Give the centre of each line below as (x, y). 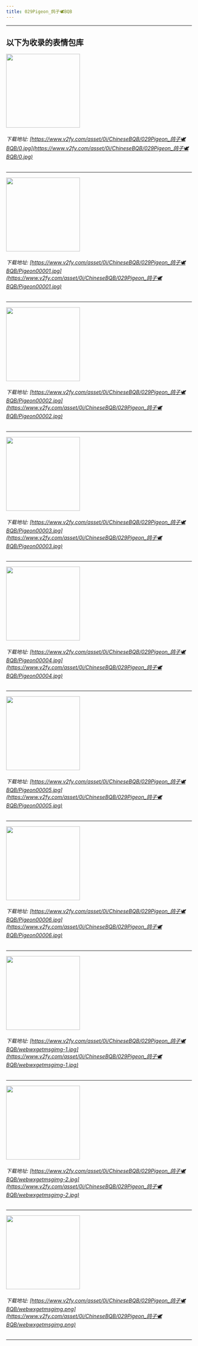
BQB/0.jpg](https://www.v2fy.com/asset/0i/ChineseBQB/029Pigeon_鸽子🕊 (98, 148)
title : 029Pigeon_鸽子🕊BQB (39, 12)
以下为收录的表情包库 (45, 43)
